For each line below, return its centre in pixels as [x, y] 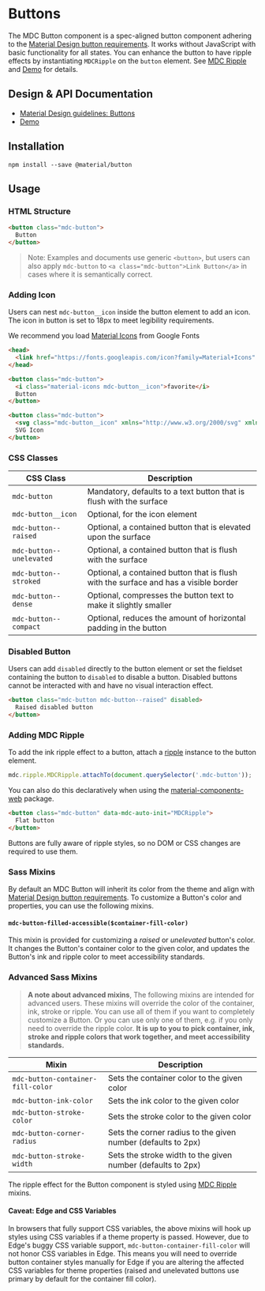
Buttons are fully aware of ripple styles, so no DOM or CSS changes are [124, 843]
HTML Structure [39, 211]
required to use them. [43, 851]
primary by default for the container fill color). [82, 1278]
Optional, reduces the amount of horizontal [166, 618]
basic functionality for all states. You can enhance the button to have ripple [130, 52]
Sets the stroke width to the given [170, 1155]
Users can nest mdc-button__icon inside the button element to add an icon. [129, 312]
